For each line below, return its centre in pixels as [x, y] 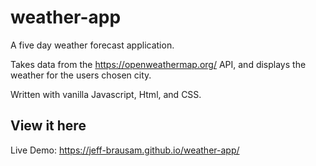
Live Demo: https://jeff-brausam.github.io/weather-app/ [125, 150]
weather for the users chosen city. [81, 75]
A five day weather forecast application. [92, 45]
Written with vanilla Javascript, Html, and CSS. [106, 94]
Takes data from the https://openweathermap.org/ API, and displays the [158, 64]
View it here [48, 126]
